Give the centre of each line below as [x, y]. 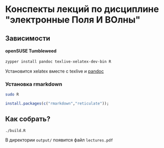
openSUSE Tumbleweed [31, 51]
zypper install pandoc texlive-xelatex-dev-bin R [58, 61]
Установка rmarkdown [34, 84]
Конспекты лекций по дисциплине [82, 9]
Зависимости [28, 38]
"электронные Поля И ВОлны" [73, 20]
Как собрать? [28, 119]
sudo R [12, 94]
